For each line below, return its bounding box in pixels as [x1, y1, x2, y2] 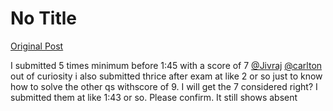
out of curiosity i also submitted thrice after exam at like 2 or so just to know [10, 70, 323, 82]
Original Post [10, 40, 64, 52]
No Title [10, 7, 78, 30]
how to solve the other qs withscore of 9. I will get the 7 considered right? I [10, 80, 318, 92]
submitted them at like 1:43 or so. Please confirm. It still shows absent [10, 91, 298, 103]
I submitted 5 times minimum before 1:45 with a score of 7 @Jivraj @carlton [10, 59, 323, 71]
